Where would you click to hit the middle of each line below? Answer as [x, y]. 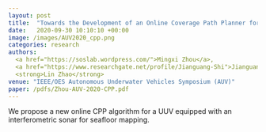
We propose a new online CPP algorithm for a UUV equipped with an [120, 111]
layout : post [30, 15]
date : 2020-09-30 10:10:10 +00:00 [68, 30]
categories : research [44, 45]
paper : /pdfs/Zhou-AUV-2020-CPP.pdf [68, 89]
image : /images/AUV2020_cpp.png [61, 38]
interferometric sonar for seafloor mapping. [79, 120]
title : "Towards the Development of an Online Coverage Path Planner [127, 23]
